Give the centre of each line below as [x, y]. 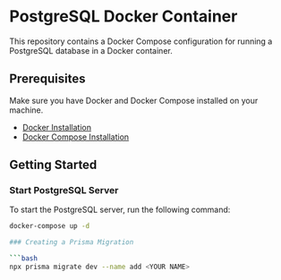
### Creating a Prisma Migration [72, 242]
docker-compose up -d [50, 226]
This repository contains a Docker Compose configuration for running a [141, 41]
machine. [26, 110]
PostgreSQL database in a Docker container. [91, 50]
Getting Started [53, 165]
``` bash [24, 259]
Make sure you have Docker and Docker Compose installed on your [134, 100]
